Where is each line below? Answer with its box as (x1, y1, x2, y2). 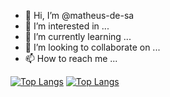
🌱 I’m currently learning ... (24, 31, 132, 42)
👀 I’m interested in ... (24, 20, 110, 32)
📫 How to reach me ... (24, 53, 118, 64)
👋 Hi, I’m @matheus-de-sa (24, 10, 135, 21)
